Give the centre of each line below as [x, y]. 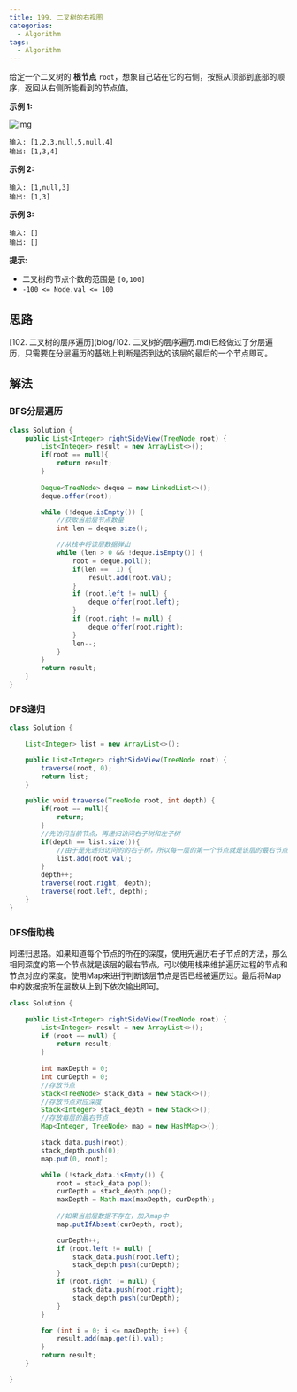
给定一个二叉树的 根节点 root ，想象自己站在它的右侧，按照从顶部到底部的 [143, 77]
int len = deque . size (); [102, 528]
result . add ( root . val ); [130, 577]
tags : [19, 42]
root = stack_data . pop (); [104, 1183]
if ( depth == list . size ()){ [91, 842]
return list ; [65, 777]
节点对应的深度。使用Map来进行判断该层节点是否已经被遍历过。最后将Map [145, 975]
